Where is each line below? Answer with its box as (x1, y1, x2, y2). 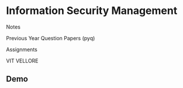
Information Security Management (6, 4, 178, 17)
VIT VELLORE (6, 57, 39, 64)
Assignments (6, 45, 38, 53)
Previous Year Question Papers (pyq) (6, 34, 95, 41)
